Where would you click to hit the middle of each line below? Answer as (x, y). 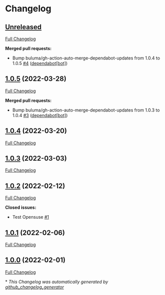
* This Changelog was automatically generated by (57, 282)
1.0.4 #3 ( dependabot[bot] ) (40, 115)
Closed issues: (21, 207)
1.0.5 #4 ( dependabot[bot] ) (40, 63)
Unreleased (24, 27)
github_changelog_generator (35, 287)
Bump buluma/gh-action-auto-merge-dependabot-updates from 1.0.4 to (86, 58)
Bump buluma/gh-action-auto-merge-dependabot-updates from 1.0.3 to (86, 110)
